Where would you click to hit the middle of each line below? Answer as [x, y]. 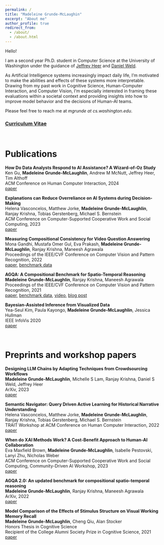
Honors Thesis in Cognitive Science [41, 527]
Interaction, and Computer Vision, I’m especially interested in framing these [81, 91]
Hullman [13, 315]
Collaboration [19, 445]
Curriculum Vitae [26, 123]
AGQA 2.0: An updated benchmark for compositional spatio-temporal [77, 481]
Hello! [11, 51]
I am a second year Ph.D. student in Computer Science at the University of [80, 60]
